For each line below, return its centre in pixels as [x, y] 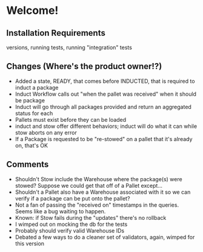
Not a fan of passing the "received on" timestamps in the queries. [97, 205]
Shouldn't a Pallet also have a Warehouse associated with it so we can [103, 192]
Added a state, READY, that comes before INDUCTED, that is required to [105, 81]
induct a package [37, 87]
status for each [34, 113]
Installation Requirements [56, 33]
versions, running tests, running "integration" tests [69, 47]
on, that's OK [32, 145]
